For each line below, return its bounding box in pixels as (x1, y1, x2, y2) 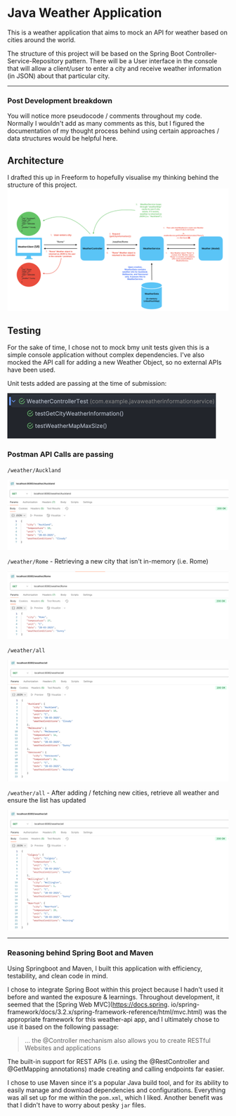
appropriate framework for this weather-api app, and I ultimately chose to (7, 1015, 220, 1023)
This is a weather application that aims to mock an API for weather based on (7, 28, 228, 37)
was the (204, 1007, 227, 1016)
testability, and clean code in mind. (7, 971, 108, 980)
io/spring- (171, 1000, 200, 1008)
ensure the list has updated (7, 796, 86, 805)
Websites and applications (24, 1044, 101, 1052)
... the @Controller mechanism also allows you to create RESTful (24, 1036, 211, 1044)
